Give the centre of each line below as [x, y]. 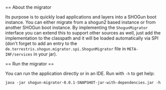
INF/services [19, 54]
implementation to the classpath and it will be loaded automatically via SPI [82, 38]
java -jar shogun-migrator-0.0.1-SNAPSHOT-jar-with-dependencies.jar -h [83, 82]
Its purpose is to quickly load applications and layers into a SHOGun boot [81, 17]
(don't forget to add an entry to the [41, 43]
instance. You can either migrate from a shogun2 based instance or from [80, 22]
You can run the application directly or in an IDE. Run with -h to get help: [80, 73]
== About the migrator [28, 7]
